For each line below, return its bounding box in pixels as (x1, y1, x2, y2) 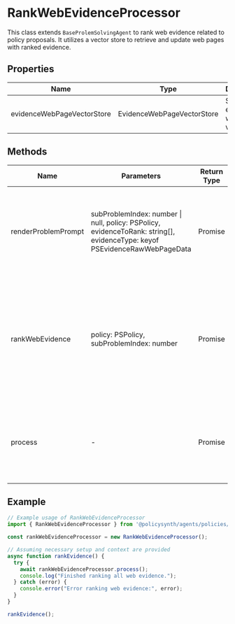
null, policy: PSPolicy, (90, 218, 161, 227)
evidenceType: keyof (90, 235, 159, 245)
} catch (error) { (13, 579, 68, 586)
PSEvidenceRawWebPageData (90, 243, 192, 253)
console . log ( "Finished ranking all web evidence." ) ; (20, 572, 177, 579)
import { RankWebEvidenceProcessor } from (7, 521, 133, 528)
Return (200, 166, 224, 176)
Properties (7, 63, 55, 75)
